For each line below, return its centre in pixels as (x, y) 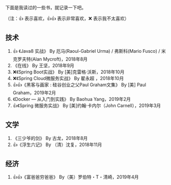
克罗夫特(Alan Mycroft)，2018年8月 (50, 59)
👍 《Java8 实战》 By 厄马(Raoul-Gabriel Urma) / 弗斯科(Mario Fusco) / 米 (89, 51)
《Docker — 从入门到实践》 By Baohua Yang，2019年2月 (72, 99)
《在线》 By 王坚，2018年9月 (44, 65)
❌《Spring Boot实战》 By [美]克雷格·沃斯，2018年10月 (68, 72)
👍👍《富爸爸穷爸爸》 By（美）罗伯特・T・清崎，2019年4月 (76, 177)
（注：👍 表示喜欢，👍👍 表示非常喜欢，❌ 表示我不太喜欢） (67, 18)
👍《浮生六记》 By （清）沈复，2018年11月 (57, 145)
